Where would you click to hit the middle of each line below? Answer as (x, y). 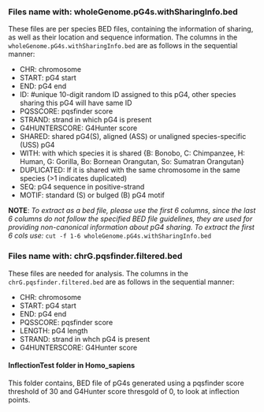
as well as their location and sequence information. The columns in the (123, 37)
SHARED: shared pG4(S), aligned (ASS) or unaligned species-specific (133, 137)
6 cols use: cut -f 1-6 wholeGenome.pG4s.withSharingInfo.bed (110, 236)
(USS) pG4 (37, 145)
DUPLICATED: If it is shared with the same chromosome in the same (130, 170)
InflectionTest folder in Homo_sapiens (72, 365)
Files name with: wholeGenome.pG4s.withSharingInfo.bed (123, 12)
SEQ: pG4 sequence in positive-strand (82, 187)
